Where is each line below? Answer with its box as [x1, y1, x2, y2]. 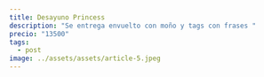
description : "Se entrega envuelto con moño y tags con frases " [9, 21, 256, 30]
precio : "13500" [9, 29, 69, 38]
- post [17, 46, 42, 55]
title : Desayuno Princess [9, 12, 105, 22]
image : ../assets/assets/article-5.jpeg [9, 54, 162, 63]
